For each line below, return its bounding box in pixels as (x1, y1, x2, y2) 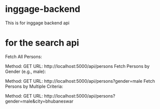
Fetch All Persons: (5, 54, 42, 59)
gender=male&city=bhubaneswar (5, 98, 73, 104)
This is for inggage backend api (5, 20, 70, 26)
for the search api (5, 37, 79, 49)
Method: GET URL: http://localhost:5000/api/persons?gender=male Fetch (5, 78, 155, 84)
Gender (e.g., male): (5, 68, 46, 74)
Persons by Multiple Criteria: (5, 83, 63, 89)
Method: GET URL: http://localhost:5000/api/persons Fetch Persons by (5, 63, 150, 69)
